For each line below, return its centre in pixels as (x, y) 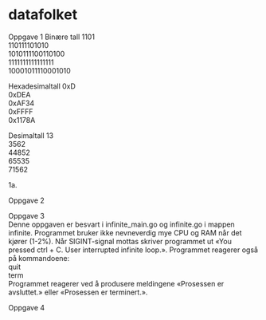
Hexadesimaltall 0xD (42, 86)
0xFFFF (21, 111)
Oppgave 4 (27, 307)
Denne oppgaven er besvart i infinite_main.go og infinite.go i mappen (121, 224)
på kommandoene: (39, 258)
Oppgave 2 (27, 200)
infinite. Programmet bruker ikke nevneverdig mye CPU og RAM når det (125, 232)
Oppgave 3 (27, 215)
